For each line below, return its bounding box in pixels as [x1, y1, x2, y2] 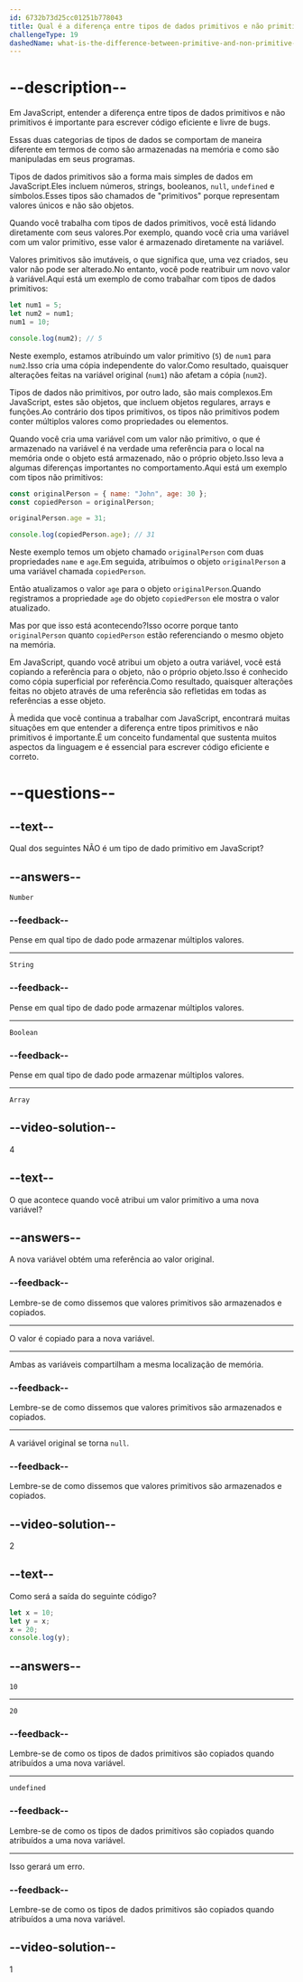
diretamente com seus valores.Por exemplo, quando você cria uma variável [9, 227, 289, 238]
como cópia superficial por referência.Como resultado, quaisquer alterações [9, 676, 293, 688]
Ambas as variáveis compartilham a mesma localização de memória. [9, 1359, 264, 1370]
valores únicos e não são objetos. [9, 200, 134, 211]
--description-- [9, 78, 128, 98]
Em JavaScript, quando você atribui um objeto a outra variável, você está [9, 657, 281, 668]
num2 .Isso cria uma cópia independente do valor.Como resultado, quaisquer [9, 359, 289, 371]
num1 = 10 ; [9, 318, 50, 327]
